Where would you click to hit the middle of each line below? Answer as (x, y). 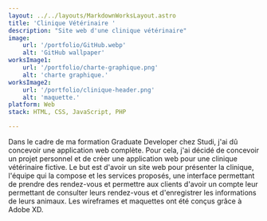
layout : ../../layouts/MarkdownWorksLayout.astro (92, 16)
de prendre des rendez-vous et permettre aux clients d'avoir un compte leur (133, 184)
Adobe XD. (26, 209)
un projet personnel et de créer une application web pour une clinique (123, 159)
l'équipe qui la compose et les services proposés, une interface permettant (132, 176)
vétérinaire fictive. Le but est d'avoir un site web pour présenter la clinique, (131, 167)
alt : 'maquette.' (51, 97)
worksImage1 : (30, 61)
